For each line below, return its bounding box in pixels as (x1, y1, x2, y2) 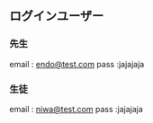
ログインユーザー (9, 8, 104, 24)
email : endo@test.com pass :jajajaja (9, 58, 145, 69)
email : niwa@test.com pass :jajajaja (9, 103, 144, 114)
